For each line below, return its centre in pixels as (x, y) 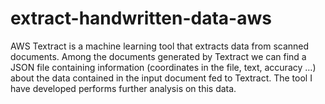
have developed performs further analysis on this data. (123, 88)
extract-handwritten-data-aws (141, 18)
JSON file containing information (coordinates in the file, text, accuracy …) (163, 67)
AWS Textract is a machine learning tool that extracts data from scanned (160, 46)
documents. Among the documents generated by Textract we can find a (158, 56)
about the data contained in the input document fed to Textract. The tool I (161, 78)
